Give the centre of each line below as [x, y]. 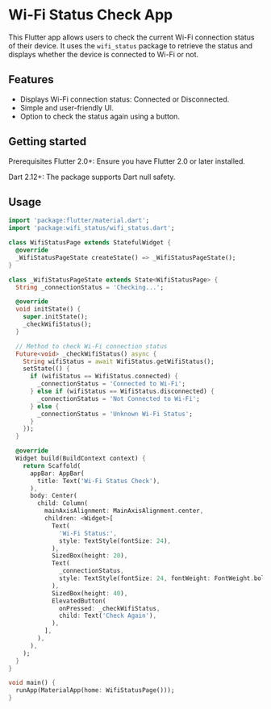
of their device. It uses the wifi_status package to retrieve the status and [130, 45]
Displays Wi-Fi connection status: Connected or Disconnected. [125, 99]
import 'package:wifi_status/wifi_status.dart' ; [92, 228]
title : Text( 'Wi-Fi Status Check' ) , [99, 481]
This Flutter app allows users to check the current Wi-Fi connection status [131, 37]
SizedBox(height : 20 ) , [90, 556]
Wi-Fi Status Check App [91, 15]
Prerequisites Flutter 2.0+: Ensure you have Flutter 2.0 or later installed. [127, 161]
